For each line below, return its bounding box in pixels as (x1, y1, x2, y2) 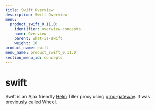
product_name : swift (5, 45, 49, 50)
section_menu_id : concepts (5, 54, 63, 60)
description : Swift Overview (5, 12, 67, 17)
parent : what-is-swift (14, 36, 63, 41)
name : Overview (14, 31, 47, 36)
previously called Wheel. (5, 99, 57, 105)
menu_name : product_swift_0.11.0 (5, 50, 76, 55)
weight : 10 (14, 41, 38, 46)
